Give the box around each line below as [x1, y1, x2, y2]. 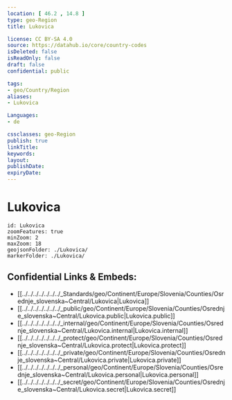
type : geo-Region [7, 17, 57, 24]
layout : [7, 156, 30, 163]
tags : [7, 80, 23, 87]
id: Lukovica [7, 222, 45, 229]
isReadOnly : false [7, 55, 60, 62]
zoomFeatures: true [7, 228, 64, 235]
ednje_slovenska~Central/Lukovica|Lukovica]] [17, 297, 150, 305]
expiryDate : [7, 170, 42, 176]
